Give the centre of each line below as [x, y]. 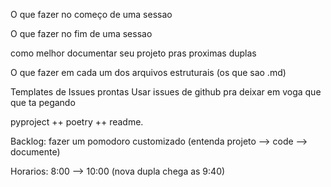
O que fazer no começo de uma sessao [91, 14]
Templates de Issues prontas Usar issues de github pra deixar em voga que [166, 92]
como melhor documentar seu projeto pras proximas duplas [133, 53]
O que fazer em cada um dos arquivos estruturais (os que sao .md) [148, 72]
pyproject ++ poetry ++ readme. [77, 122]
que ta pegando [43, 102]
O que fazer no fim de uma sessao [81, 33]
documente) [35, 152]
